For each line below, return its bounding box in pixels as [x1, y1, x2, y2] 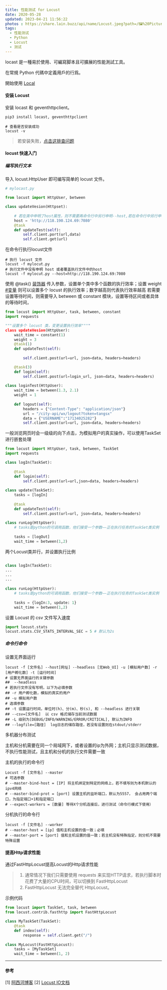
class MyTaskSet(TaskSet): [5, 919, 61, 924]
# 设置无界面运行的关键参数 [5, 676, 55, 681]
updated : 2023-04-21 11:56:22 [5, 16, 68, 21]
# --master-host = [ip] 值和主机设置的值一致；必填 [5, 828, 105, 833]
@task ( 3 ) [14, 364, 32, 370]
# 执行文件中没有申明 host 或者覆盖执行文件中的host [5, 267, 102, 272]
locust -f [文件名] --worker [5, 823, 64, 828]
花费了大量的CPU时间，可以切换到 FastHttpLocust [24, 878, 128, 885]
